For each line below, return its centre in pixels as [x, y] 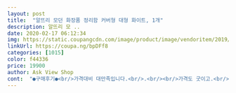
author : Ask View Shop [40, 72]
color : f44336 [28, 59]
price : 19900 [26, 66]
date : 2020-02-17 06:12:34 [47, 33]
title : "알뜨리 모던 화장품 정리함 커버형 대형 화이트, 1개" [85, 20]
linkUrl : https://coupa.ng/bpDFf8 [58, 46]
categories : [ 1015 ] [36, 53]
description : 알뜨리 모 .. [44, 27]
